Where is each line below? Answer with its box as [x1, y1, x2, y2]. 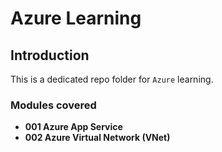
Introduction [10, 47, 90, 64]
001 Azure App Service [24, 121, 123, 133]
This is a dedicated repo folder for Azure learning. [10, 73, 214, 85]
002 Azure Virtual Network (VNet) [24, 132, 171, 144]
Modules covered [10, 98, 97, 112]
